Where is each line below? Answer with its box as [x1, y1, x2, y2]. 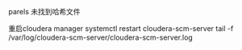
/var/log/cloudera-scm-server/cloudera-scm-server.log [8, 33, 194, 42]
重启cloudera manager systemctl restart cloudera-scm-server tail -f [8, 24, 234, 33]
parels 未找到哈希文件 [8, 7, 81, 16]
